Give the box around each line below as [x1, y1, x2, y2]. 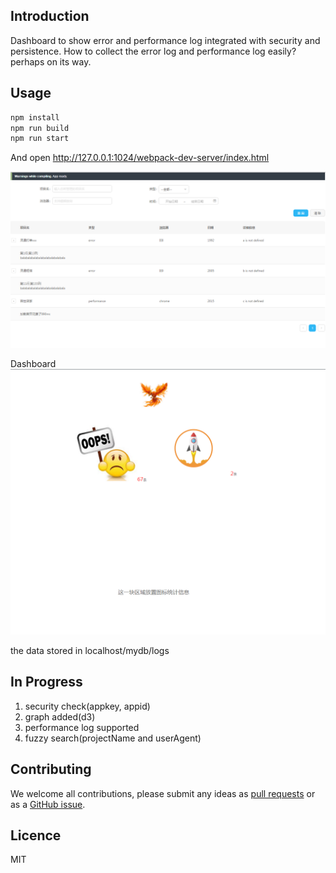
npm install [10, 112, 60, 123]
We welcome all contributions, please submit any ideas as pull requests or [10, 787, 316, 799]
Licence [10, 827, 62, 844]
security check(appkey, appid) [24, 700, 151, 712]
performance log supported [24, 721, 140, 733]
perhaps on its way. [10, 55, 92, 68]
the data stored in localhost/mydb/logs [10, 645, 170, 657]
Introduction [10, 8, 90, 25]
